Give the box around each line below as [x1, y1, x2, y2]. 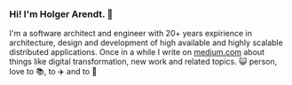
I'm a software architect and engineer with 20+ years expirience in [9, 28, 253, 39]
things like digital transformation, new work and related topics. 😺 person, [9, 57, 278, 67]
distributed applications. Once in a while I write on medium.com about [9, 47, 264, 58]
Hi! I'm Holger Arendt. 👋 [9, 8, 114, 20]
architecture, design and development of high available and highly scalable [9, 37, 284, 48]
